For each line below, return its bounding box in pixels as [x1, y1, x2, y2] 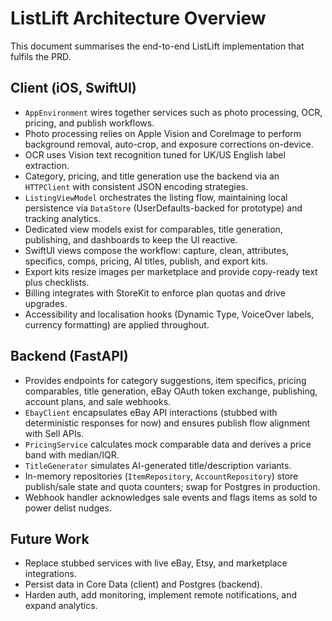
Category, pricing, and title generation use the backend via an [24, 170, 280, 182]
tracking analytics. [24, 212, 102, 224]
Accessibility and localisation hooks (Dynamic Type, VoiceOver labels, [24, 308, 315, 320]
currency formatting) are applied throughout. [24, 318, 210, 331]
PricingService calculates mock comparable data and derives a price [24, 438, 312, 450]
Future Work [10, 530, 90, 547]
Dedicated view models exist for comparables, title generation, [24, 223, 283, 235]
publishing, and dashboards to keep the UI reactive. [24, 233, 238, 246]
